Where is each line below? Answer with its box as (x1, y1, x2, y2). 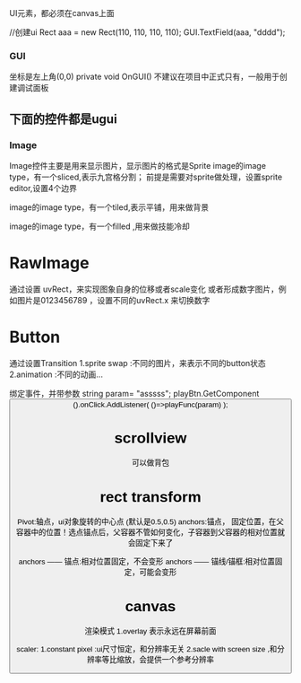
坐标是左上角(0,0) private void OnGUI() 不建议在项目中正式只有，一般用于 (9, 71, 280, 83)
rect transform (99, 488, 202, 506)
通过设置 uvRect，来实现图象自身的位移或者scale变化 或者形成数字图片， (9, 284, 279, 294)
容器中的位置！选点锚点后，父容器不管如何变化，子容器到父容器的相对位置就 (16, 528, 285, 538)
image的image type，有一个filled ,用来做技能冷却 (9, 221, 190, 232)
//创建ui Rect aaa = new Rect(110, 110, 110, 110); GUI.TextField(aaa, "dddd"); (9, 27, 286, 38)
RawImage (9, 253, 90, 274)
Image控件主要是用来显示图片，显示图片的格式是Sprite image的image (9, 160, 267, 171)
